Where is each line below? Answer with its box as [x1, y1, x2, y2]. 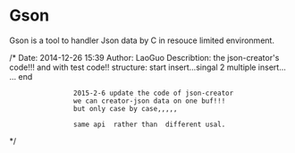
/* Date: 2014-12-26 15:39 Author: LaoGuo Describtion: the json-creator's [9, 52, 280, 63]
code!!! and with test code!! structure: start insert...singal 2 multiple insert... [9, 62, 286, 72]
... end [9, 71, 33, 81]
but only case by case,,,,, [72, 104, 178, 113]
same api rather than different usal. [72, 120, 226, 129]
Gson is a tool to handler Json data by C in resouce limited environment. [9, 35, 275, 46]
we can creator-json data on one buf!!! [72, 96, 226, 106]
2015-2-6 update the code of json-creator [72, 89, 234, 98]
